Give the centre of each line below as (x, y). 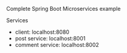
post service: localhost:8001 (50, 38)
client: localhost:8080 (42, 32)
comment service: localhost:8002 (57, 45)
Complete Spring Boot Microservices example (63, 9)
